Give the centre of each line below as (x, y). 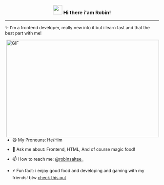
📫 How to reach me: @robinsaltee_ (48, 159)
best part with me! (23, 33)
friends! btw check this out (39, 178)
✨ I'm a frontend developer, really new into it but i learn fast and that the (78, 28)
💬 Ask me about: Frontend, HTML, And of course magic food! (74, 149)
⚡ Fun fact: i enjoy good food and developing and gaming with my (78, 171)
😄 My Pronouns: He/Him (37, 140)
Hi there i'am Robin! (87, 12)
